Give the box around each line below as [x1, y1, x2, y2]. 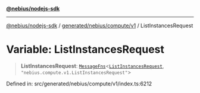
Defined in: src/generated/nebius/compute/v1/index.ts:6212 [6, 80, 152, 87]
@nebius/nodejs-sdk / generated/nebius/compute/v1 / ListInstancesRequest [6, 22, 193, 29]
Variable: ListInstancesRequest [6, 43, 165, 56]
